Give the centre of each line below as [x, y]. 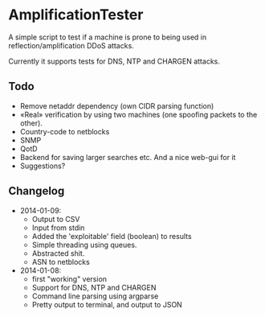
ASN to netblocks [61, 261]
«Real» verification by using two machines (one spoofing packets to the [139, 114]
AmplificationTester [76, 15]
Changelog [37, 191]
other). [31, 123]
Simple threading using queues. [84, 245]
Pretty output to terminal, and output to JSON [107, 304]
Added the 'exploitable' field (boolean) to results [112, 236]
